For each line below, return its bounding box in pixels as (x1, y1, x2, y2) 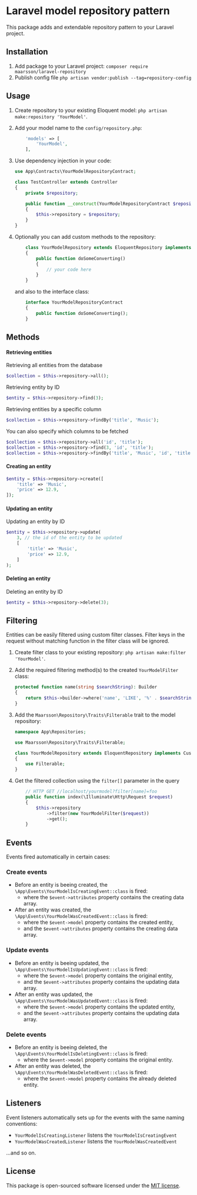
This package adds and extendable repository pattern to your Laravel (6, 24, 174, 31)
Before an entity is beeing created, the (14, 881, 108, 888)
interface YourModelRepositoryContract (25, 299, 123, 305)
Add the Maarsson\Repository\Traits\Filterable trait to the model (14, 711, 176, 718)
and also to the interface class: (14, 288, 89, 295)
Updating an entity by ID (6, 518, 65, 525)
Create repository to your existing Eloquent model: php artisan (14, 106, 168, 114)
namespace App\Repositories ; (14, 728, 86, 735)
